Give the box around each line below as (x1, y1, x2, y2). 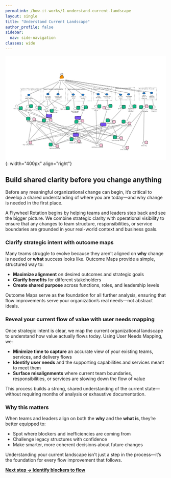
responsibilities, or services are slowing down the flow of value (12, 376, 145, 382)
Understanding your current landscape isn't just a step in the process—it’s (5, 451, 162, 458)
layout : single (5, 13, 38, 19)
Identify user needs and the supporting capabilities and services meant (12, 359, 164, 365)
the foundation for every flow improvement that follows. (5, 456, 123, 463)
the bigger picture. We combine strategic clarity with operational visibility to (5, 215, 164, 221)
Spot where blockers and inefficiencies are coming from (12, 430, 131, 437)
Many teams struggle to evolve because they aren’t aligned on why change (5, 251, 164, 257)
